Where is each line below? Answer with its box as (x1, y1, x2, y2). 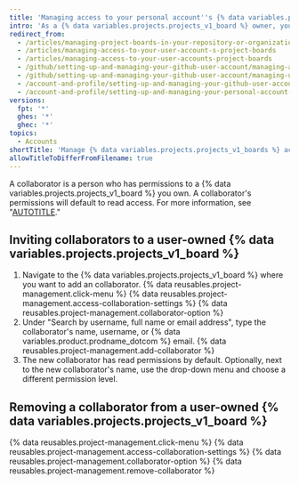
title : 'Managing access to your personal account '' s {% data (9, 12, 245, 22)
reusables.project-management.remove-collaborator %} (9, 465, 215, 476)
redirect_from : (9, 29, 66, 38)
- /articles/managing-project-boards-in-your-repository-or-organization (17, 37, 296, 47)
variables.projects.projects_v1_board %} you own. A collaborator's (9, 188, 252, 198)
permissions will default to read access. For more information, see (9, 197, 252, 207)
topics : (9, 129, 38, 138)
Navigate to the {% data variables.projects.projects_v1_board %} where (21, 270, 284, 280)
